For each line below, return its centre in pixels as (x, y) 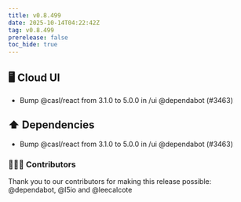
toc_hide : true (33, 45)
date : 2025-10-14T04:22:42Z (54, 23)
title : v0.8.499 (35, 15)
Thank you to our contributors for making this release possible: (110, 182)
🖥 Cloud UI (34, 77)
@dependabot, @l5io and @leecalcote (70, 190)
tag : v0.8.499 (31, 30)
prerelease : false (38, 37)
